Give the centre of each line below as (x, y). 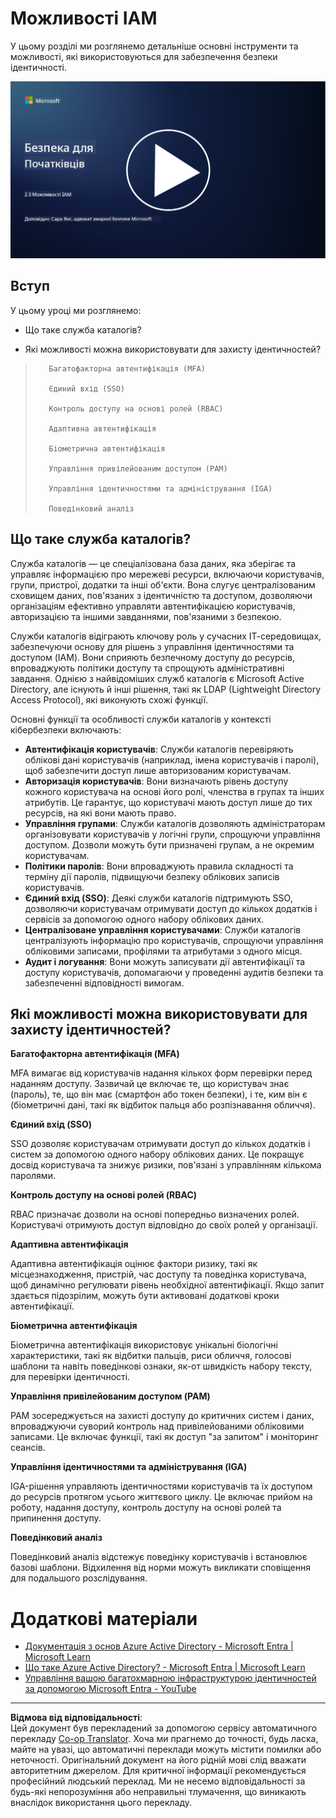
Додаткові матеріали (104, 1618)
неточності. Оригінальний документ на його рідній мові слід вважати (158, 1760)
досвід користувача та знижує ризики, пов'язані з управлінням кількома (166, 1165)
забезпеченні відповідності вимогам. (104, 983)
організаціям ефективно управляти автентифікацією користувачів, (153, 606)
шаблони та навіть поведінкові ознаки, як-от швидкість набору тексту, (161, 1366)
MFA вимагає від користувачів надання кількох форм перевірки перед (161, 1073)
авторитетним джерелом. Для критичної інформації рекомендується (158, 1771)
